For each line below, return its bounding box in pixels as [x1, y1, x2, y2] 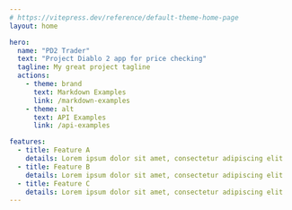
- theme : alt [25, 104, 75, 113]
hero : [9, 38, 30, 47]
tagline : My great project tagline [17, 63, 151, 72]
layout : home [9, 22, 58, 31]
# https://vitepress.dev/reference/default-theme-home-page [9, 13, 240, 22]
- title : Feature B [17, 162, 91, 171]
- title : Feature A [17, 145, 91, 155]
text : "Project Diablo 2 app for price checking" [17, 55, 207, 64]
